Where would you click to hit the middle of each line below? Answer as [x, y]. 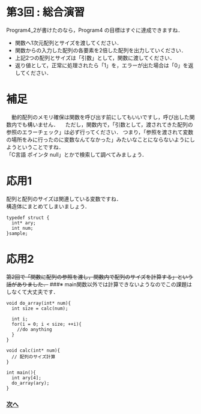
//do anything [34, 329]
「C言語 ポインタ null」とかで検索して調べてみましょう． [77, 154]
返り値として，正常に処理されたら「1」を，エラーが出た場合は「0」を [101, 65]
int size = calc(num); [40, 308]
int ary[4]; [27, 378]
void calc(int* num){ [33, 350]
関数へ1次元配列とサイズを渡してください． [68, 43]
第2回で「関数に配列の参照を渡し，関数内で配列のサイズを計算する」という [100, 277]
